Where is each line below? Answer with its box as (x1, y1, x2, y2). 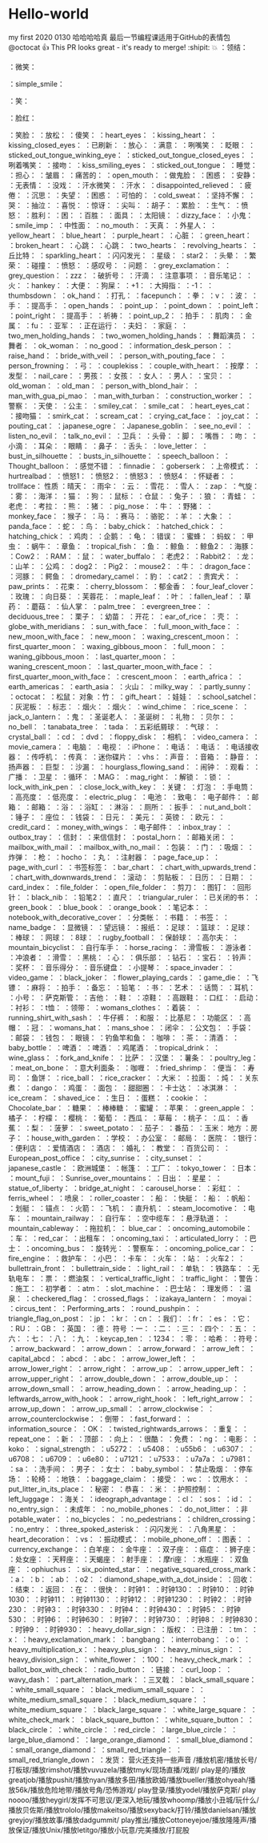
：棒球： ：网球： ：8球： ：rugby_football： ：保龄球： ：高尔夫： (8, 932, 230, 942)
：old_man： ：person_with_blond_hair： (54, 380, 191, 390)
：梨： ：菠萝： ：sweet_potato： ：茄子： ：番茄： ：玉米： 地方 (23, 1122, 242, 1132)
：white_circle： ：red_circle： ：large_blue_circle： (55, 1724, 230, 1734)
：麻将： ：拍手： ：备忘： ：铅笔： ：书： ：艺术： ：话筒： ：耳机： (23, 982, 256, 992)
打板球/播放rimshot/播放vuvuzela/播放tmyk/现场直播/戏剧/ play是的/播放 (8, 1764, 246, 1774)
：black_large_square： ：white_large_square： (90, 1704, 249, 1714)
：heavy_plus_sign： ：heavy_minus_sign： (90, 1644, 235, 1654)
